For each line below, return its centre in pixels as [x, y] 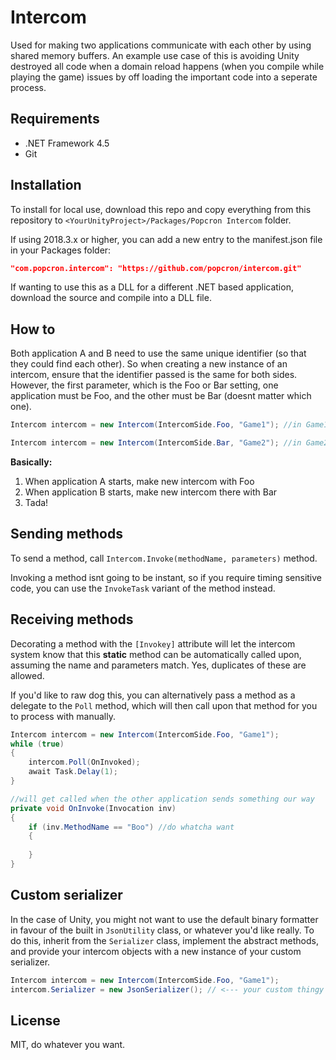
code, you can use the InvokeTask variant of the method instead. [143, 588]
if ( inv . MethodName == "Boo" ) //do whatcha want [131, 827]
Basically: [31, 462]
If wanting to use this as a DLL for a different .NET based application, [152, 287]
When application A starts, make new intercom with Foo [139, 481]
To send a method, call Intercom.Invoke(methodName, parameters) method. [164, 558]
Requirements [55, 119]
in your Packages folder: [61, 250]
